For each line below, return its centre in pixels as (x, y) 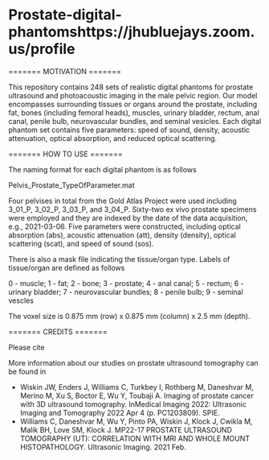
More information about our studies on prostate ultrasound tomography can (133, 363)
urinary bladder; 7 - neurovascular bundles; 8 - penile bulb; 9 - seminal (126, 292)
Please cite (26, 347)
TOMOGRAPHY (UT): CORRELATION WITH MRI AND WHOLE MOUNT (135, 438)
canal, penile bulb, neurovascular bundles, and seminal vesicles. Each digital (135, 121)
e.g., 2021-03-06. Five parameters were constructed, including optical (124, 226)
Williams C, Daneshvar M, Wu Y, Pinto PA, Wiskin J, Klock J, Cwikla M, (136, 421)
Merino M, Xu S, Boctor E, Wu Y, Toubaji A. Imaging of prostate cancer (137, 396)
